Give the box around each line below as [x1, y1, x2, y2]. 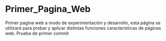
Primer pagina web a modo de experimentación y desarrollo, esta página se [5, 20, 161, 26]
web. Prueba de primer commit [5, 30, 69, 36]
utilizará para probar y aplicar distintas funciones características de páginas [5, 25, 162, 31]
